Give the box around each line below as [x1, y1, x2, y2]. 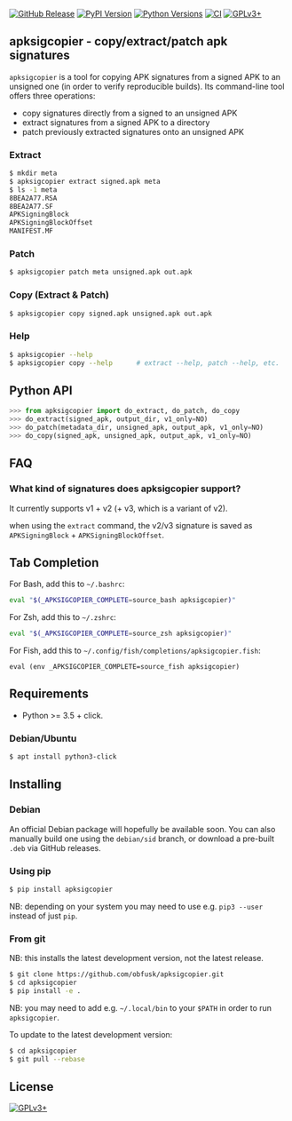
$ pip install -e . [9, 986, 82, 995]
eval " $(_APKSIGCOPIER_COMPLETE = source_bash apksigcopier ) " [9, 596, 237, 605]
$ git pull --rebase [9, 1054, 86, 1063]
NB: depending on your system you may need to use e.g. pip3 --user [9, 901, 264, 911]
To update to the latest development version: [9, 1029, 173, 1039]
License [9, 1079, 54, 1094]
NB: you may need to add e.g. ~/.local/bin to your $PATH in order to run [9, 1002, 272, 1013]
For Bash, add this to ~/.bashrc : [9, 578, 125, 590]
